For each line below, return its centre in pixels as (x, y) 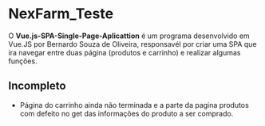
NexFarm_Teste (61, 14)
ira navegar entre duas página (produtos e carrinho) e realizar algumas (125, 52)
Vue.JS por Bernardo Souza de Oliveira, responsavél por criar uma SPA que (132, 44)
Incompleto (37, 86)
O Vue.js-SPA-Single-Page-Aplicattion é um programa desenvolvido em (129, 36)
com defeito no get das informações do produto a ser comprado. (127, 113)
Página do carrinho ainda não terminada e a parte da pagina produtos (134, 105)
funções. (23, 61)
